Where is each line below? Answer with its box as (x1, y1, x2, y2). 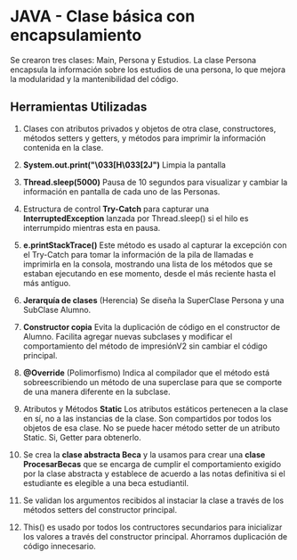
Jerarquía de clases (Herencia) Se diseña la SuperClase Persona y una (22, 294, 285, 305)
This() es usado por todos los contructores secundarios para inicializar (22, 522, 283, 532)
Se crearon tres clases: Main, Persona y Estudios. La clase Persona (10, 54, 257, 65)
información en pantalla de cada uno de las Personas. (22, 185, 221, 197)
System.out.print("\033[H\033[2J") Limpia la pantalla (22, 159, 226, 170)
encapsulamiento (10, 25, 142, 45)
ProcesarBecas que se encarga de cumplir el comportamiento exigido (22, 458, 282, 469)
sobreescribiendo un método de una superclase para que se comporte (22, 376, 283, 387)
